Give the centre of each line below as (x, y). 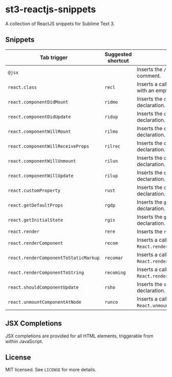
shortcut (118, 61)
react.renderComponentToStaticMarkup (54, 258)
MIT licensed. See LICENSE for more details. (51, 370)
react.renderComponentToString (46, 272)
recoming (115, 272)
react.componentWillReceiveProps (49, 146)
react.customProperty (34, 190)
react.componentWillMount (39, 131)
